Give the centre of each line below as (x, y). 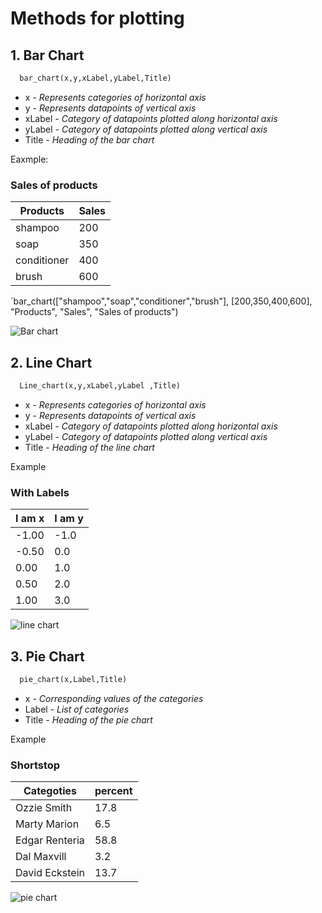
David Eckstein (50, 873)
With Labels (40, 492)
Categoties (50, 791)
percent (113, 791)
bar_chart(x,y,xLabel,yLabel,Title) (95, 78)
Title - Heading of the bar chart (89, 139)
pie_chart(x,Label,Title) (73, 679)
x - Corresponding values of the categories (114, 698)
